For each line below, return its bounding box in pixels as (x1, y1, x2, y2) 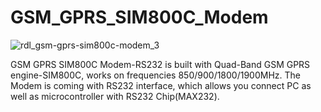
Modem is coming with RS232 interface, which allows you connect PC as (10, 79, 312, 91)
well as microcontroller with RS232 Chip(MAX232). (10, 90, 220, 102)
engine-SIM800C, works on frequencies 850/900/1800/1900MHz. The (10, 69, 302, 81)
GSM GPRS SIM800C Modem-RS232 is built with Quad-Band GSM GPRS (10, 58, 311, 70)
